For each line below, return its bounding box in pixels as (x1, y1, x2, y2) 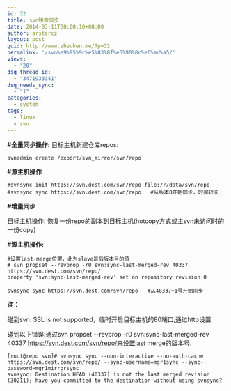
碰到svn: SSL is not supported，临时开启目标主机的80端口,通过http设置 (7, 315, 212, 323)
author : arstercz (7, 29, 58, 37)
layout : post (7, 36, 45, 43)
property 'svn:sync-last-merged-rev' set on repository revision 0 (7, 273, 207, 281)
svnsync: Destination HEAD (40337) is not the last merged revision (7, 371, 210, 378)
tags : (7, 107, 23, 114)
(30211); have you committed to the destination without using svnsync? (7, 377, 223, 384)
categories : (7, 95, 42, 102)
